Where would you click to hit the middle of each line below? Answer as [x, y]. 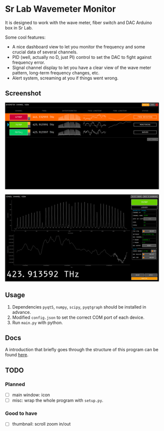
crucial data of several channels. [45, 52]
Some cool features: [25, 37]
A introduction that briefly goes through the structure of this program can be [82, 350]
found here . [17, 355]
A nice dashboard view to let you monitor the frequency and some [79, 47]
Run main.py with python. [37, 322]
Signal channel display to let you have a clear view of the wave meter [82, 68]
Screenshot [23, 93]
